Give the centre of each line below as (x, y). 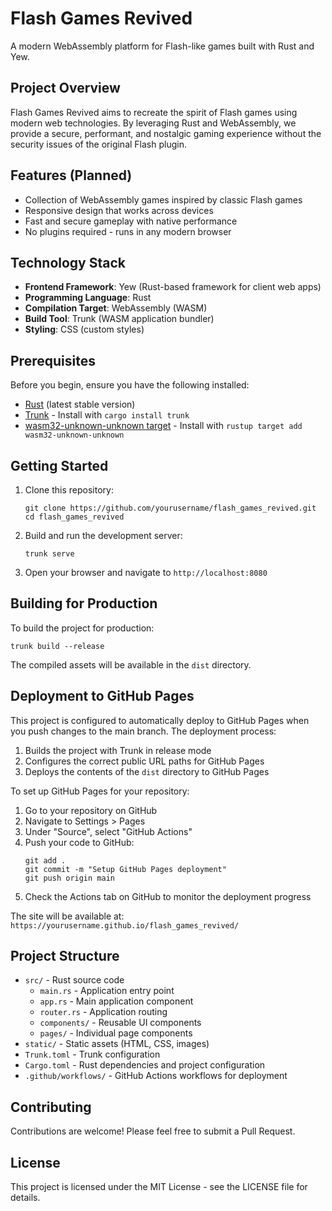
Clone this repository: (69, 490)
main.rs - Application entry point (107, 991)
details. (25, 1198)
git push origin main (69, 878)
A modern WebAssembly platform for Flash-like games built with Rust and (162, 46)
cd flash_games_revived (74, 517)
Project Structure (65, 956)
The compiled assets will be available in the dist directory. (131, 664)
